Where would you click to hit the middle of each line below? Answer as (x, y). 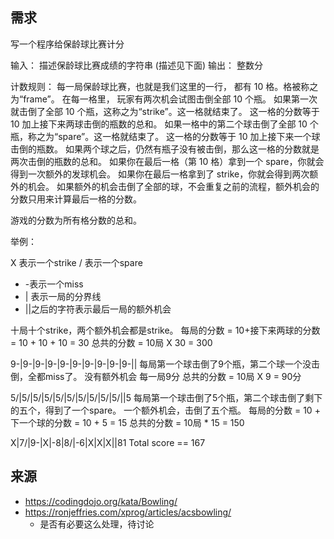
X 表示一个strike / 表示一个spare (76, 262)
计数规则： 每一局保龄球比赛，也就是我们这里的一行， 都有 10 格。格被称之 (164, 86)
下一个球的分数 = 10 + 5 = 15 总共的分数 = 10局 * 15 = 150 (127, 422)
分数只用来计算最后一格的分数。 (76, 199)
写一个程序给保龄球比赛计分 (67, 44)
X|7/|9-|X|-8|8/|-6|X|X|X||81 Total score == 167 (108, 442)
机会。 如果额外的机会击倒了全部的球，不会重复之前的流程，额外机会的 (173, 186)
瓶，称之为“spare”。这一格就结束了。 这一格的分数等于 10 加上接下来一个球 (165, 136)
